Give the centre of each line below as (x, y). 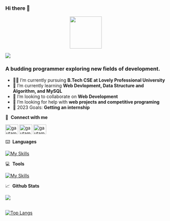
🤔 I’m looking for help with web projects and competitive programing (86, 102)
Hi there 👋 (18, 8)
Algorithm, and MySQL (37, 91)
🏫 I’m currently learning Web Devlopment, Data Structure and (78, 85)
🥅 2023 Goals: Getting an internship (51, 107)
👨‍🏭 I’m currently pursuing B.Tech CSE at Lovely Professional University (89, 80)
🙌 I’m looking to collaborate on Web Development (65, 96)
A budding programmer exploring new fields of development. (83, 69)
